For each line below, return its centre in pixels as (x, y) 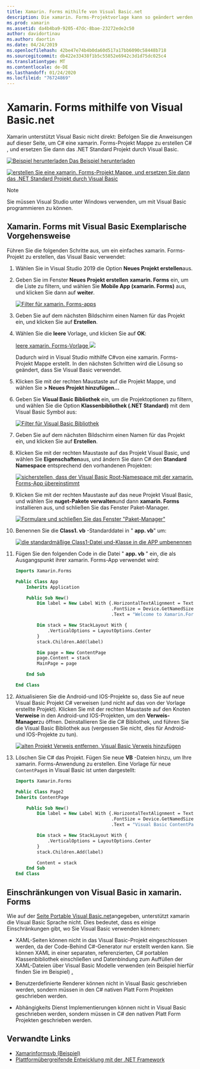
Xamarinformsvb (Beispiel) (48, 1053)
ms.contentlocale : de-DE (37, 67)
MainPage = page (57, 664)
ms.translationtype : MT (36, 61)
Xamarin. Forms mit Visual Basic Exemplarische (97, 227)
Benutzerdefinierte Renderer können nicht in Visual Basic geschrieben (101, 983)
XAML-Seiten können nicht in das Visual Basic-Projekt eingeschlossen (101, 940)
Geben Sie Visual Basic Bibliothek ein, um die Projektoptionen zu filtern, (104, 399)
